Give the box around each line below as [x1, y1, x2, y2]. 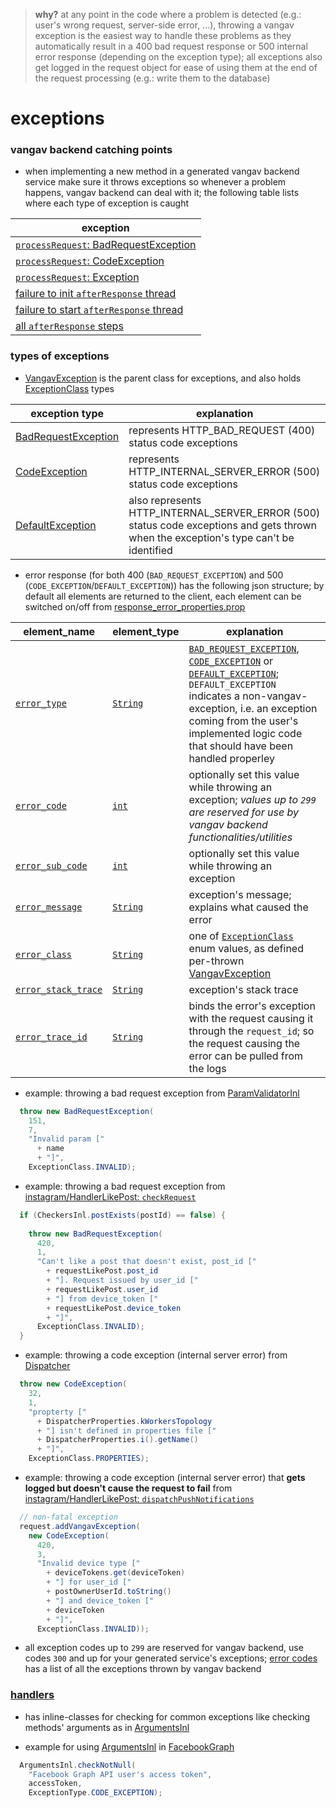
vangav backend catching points [10, 143, 173, 157]
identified [128, 543, 173, 557]
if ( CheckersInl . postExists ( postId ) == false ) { [19, 1210, 226, 1220]
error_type [15, 697, 67, 709]
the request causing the [188, 1036, 301, 1050]
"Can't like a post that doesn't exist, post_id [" [36, 1257, 257, 1267]
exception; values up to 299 [188, 792, 317, 806]
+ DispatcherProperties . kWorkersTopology [36, 1416, 213, 1426]
